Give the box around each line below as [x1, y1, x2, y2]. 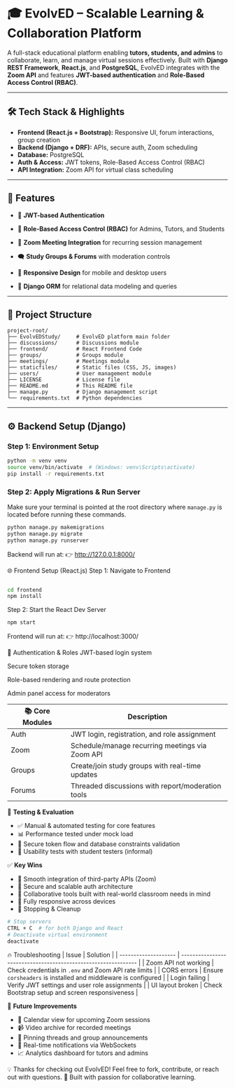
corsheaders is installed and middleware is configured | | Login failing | [7, 973, 210, 981]
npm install [7, 593, 42, 600]
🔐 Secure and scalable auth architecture [17, 883, 133, 891]
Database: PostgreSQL [17, 150, 85, 158]
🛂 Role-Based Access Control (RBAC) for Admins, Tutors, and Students [17, 224, 225, 233]
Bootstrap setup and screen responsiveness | [7, 988, 138, 996]
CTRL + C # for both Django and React [7, 925, 124, 932]
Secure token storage [7, 662, 70, 670]
